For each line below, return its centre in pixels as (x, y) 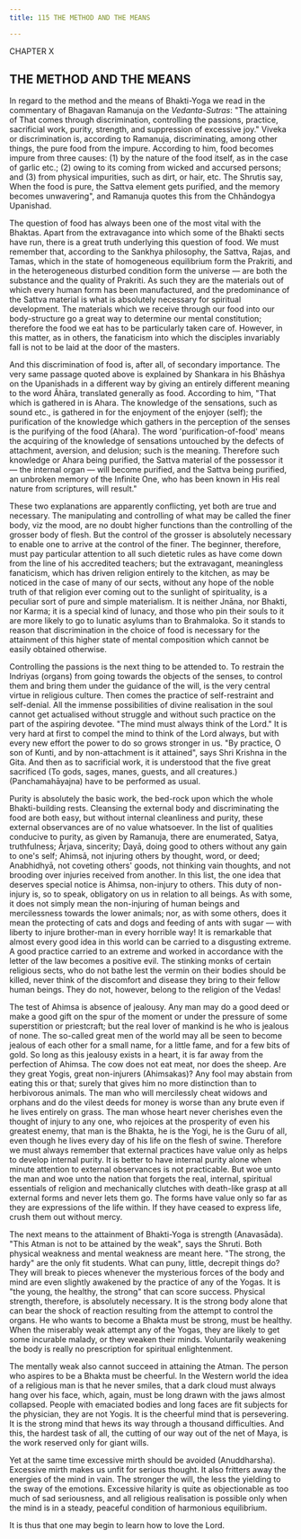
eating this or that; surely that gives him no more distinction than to (133, 1083)
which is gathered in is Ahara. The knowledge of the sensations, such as (143, 403)
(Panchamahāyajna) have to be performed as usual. (105, 782)
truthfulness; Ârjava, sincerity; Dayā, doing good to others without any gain (148, 846)
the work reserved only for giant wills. (80, 1443)
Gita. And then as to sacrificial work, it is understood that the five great (140, 762)
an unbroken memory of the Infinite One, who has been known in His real (145, 479)
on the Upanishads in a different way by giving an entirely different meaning (150, 384)
